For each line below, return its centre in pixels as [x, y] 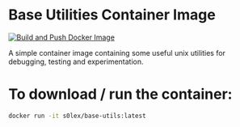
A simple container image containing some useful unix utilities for [117, 53]
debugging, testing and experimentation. [76, 61]
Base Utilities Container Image [112, 15]
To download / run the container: [120, 94]
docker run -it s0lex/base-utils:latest [78, 116]
